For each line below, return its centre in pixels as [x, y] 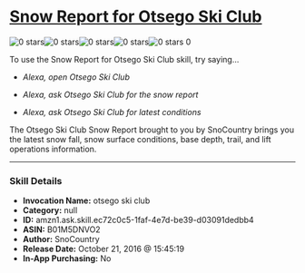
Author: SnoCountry [61, 239]
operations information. [53, 149]
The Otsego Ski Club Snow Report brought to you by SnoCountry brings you [152, 130]
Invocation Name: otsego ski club [86, 200]
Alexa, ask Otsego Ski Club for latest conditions [112, 112]
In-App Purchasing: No [67, 258]
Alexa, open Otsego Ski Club [76, 77]
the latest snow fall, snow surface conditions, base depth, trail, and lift [140, 139]
